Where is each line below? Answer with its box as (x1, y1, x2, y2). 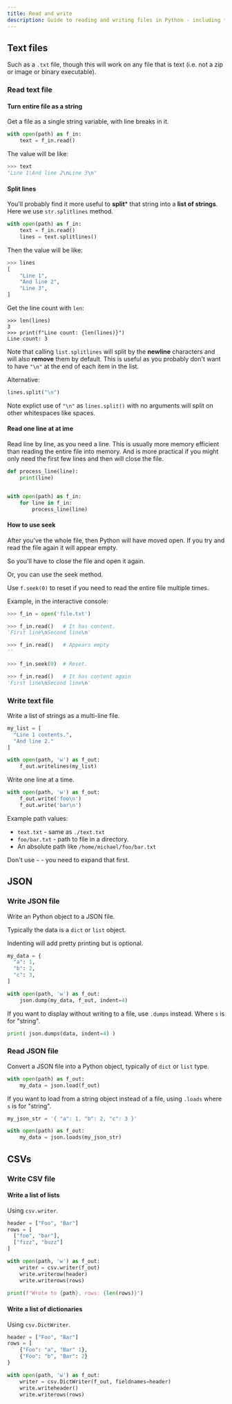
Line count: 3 (7, 336, 48, 343)
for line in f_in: (19, 499, 72, 506)
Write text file (7, 696, 54, 705)
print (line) (19, 474, 54, 481)
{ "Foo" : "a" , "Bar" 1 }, (19, 1347, 88, 1354)
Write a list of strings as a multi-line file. (7, 711, 120, 719)
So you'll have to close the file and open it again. (7, 557, 146, 565)
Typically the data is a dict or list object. (7, 925, 126, 933)
